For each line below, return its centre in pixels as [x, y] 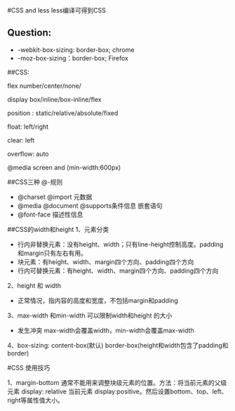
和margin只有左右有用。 [52, 253]
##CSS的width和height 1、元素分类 [58, 229]
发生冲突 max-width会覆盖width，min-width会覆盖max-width [106, 330]
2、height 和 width [34, 285]
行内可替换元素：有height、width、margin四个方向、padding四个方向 [118, 270]
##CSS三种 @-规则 [35, 182]
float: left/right [28, 126]
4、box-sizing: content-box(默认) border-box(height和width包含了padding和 [118, 345]
